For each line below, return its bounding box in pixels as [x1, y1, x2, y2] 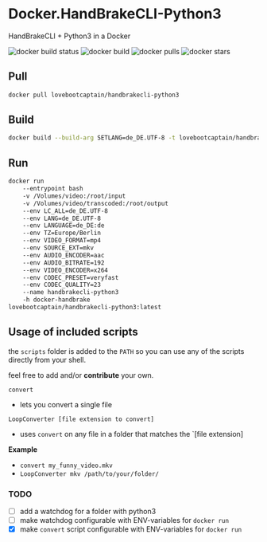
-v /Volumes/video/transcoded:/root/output [22, 199, 169, 207]
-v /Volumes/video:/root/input [22, 192, 126, 200]
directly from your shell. [8, 355, 86, 364]
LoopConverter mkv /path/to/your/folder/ [19, 469, 159, 478]
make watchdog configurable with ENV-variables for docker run [19, 516, 229, 525]
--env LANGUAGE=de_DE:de [22, 222, 105, 230]
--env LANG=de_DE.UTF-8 [22, 214, 102, 222]
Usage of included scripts [8, 325, 139, 339]
